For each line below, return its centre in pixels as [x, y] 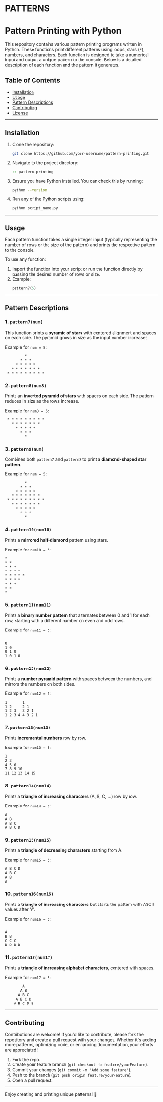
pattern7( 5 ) [24, 288]
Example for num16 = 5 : [28, 919]
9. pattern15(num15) [28, 840]
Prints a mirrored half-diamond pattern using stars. [57, 540]
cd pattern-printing [33, 172]
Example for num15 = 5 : [28, 860]
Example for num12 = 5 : [28, 693]
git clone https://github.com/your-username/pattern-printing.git [81, 153]
